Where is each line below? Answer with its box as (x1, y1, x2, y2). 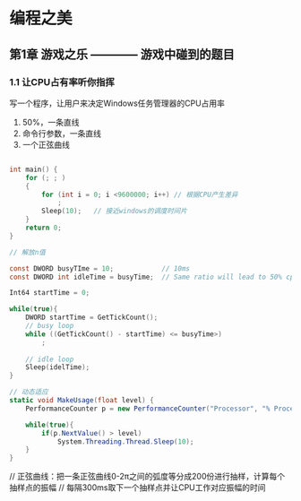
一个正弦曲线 (21, 139, 70, 150)
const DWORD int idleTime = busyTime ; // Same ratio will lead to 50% (9, 272, 282, 281)
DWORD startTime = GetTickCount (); (25, 313, 159, 323)
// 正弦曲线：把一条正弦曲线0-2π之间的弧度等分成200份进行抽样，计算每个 (9, 471, 286, 482)
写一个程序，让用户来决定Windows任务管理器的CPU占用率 (9, 98, 226, 108)
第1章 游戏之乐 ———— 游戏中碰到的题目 (9, 47, 235, 62)
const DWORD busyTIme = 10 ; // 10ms (9, 263, 191, 273)
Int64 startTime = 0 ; (9, 289, 90, 298)
